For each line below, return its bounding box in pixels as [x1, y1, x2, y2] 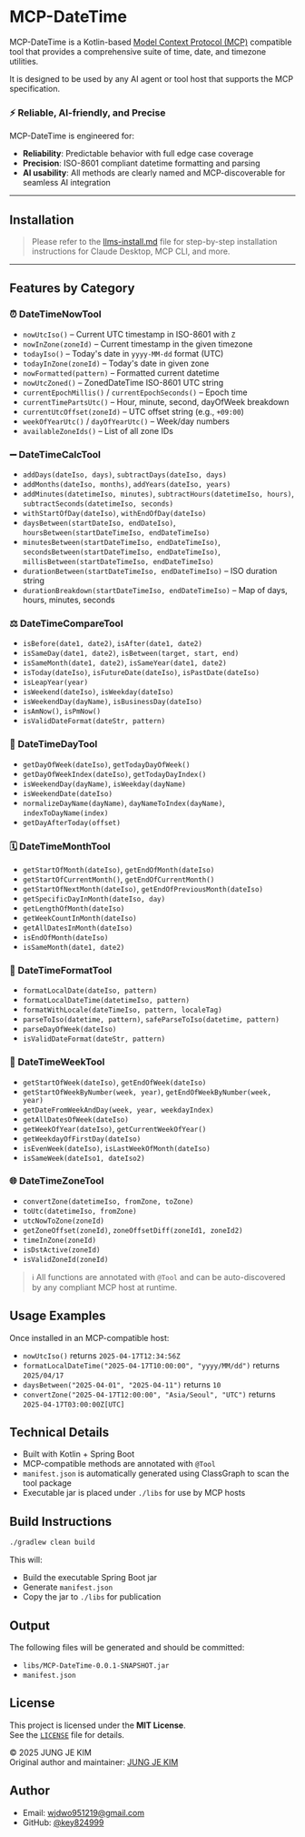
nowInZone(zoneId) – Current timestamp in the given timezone [22, 338, 253, 349]
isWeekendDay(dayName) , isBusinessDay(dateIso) [22, 696, 202, 707]
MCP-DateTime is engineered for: [9, 130, 134, 142]
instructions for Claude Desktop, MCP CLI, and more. [31, 246, 231, 257]
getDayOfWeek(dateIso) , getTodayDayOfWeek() [22, 758, 191, 770]
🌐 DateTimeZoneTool [9, 1175, 104, 1187]
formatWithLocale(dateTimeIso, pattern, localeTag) [22, 1005, 222, 1015]
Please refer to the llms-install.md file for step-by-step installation [31, 237, 278, 247]
